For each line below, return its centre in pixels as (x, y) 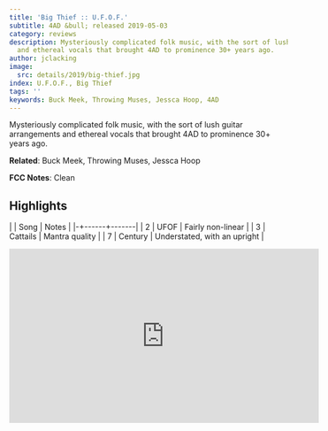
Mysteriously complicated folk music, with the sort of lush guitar (126, 125)
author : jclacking (43, 58)
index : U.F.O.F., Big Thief (61, 83)
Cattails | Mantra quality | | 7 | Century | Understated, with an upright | (137, 236)
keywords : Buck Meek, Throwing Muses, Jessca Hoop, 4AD (114, 100)
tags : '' (25, 91)
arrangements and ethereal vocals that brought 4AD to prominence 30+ (140, 135)
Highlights (38, 206)
